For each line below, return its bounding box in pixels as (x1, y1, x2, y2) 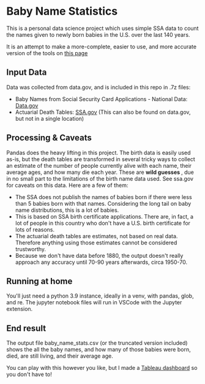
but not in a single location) (15, 115, 84, 122)
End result (6, 323, 47, 333)
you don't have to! (6, 371, 52, 378)
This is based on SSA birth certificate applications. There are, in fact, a (15, 213, 194, 220)
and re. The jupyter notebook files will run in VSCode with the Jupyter (6, 299, 182, 306)
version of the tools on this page (6, 49, 88, 56)
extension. (6, 305, 33, 313)
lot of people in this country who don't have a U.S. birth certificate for (15, 219, 191, 227)
